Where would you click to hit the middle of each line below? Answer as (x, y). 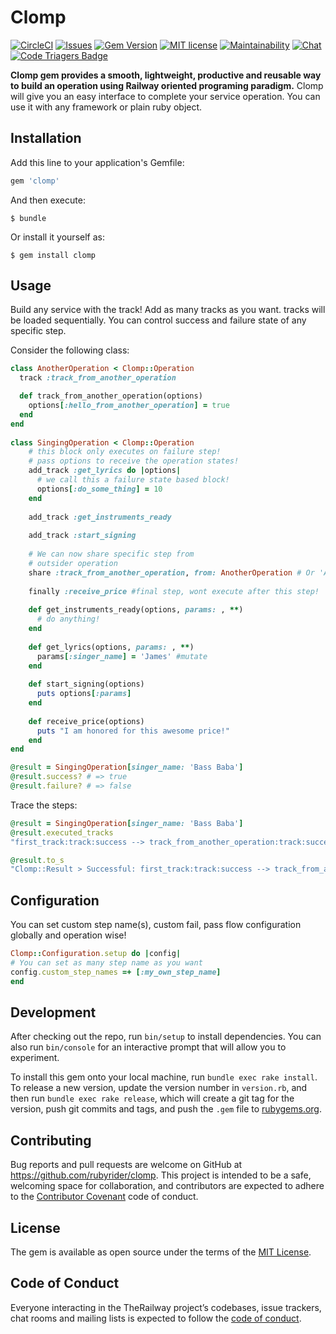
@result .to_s (37, 860)
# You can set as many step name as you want (106, 963)
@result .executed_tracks (62, 832)
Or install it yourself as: (57, 237)
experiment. (35, 1058)
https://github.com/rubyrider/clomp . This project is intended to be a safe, (161, 1175)
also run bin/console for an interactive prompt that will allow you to (148, 1047)
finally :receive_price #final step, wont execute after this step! (174, 591)
